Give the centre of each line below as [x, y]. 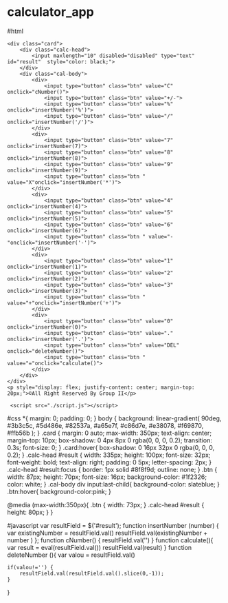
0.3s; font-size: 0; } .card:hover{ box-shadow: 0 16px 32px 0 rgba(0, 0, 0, [111, 447]
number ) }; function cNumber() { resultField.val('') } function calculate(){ [110, 540]
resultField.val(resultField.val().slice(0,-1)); [92, 573]
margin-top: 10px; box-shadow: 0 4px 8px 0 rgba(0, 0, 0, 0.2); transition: [110, 440]
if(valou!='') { [30, 567]
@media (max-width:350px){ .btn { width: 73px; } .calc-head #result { [106, 504]
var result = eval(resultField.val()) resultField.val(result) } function [100, 547]
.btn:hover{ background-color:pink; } [59, 491]
